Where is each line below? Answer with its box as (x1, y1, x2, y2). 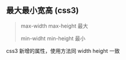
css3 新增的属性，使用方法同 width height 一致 (6, 47, 120, 54)
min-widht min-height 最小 (20, 35, 86, 42)
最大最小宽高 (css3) (6, 5, 79, 16)
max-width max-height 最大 (20, 22, 89, 29)
